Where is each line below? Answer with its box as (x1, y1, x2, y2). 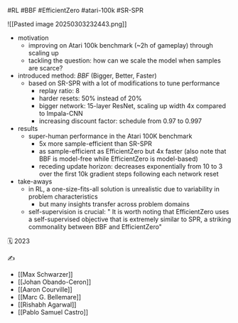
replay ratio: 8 (38, 87, 80, 95)
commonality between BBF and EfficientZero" (28, 223, 162, 231)
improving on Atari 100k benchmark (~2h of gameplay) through (28, 41, 213, 49)
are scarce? (28, 64, 63, 72)
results (17, 125, 38, 132)
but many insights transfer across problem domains (38, 200, 190, 208)
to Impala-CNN (38, 110, 83, 117)
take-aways (17, 177, 53, 186)
